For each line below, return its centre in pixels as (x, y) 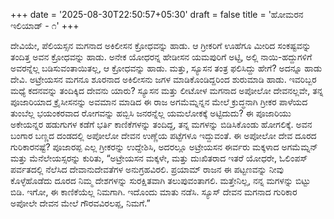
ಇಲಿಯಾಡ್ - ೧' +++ (45, 25)
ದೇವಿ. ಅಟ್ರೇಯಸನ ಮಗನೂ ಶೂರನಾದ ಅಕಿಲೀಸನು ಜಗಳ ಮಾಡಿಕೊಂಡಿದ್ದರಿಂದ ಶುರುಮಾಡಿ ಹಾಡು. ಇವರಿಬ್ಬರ (163, 79)
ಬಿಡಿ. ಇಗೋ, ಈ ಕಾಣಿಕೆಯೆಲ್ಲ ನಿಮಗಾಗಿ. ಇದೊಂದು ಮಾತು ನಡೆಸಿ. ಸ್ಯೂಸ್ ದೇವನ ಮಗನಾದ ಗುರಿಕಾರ (154, 192)
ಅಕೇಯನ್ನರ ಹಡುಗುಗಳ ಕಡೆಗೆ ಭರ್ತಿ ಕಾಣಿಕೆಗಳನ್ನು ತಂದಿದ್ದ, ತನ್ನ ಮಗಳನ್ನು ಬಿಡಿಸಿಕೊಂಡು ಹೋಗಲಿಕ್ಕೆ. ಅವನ (161, 124)
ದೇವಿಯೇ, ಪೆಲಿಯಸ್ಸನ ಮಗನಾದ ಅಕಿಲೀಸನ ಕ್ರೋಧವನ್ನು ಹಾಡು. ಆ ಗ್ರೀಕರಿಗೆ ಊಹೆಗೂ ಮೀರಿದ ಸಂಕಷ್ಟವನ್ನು (161, 45)
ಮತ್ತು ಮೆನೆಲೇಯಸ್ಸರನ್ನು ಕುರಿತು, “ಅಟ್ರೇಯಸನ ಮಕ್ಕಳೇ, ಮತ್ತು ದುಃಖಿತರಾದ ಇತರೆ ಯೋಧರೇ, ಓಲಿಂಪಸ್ (159, 158)
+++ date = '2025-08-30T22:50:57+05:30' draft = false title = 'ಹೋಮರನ (157, 14)
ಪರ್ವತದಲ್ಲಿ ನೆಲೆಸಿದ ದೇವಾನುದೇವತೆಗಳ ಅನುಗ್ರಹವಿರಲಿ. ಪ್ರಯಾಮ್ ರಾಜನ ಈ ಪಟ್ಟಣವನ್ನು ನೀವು (147, 169)
